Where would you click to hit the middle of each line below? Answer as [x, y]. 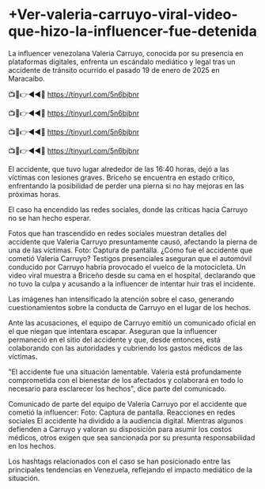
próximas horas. [34, 194]
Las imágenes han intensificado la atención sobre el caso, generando [121, 299]
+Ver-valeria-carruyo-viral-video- [123, 15]
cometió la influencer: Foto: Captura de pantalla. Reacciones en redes [122, 412]
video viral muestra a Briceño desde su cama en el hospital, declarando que [132, 275]
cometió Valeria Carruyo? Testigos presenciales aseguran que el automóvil [130, 258]
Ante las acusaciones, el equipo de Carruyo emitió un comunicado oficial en [132, 323]
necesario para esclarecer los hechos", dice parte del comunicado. [117, 389]
